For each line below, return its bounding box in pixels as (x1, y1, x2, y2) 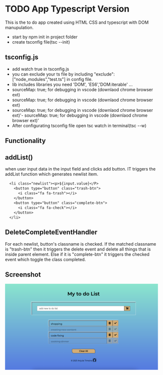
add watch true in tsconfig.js (12, 66, 69, 72)
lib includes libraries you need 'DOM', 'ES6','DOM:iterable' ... (12, 81, 133, 87)
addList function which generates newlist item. (5, 171, 98, 177)
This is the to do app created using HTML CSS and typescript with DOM (5, 19, 149, 25)
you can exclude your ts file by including (12, 71, 93, 77)
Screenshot (5, 270, 41, 279)
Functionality (5, 137, 46, 145)
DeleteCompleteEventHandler (5, 228, 98, 236)
